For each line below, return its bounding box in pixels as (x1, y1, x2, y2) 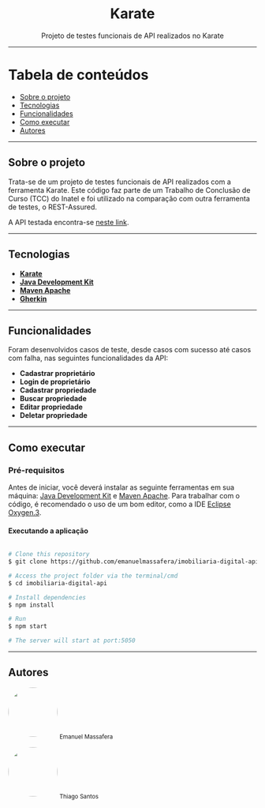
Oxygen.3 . (8, 508, 42, 517)
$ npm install (8, 601, 55, 609)
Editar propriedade (19, 402, 83, 412)
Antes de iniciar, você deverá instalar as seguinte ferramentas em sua (8, 483, 235, 492)
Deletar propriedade (19, 411, 88, 420)
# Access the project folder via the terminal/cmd (8, 572, 178, 580)
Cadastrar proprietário (19, 369, 95, 378)
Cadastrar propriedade (19, 385, 97, 395)
